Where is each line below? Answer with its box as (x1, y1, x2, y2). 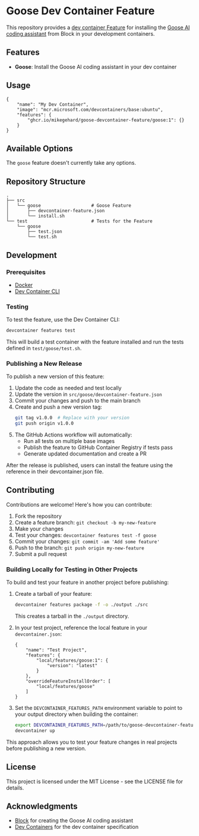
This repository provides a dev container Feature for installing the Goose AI (6, 24, 190, 31)
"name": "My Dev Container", (17, 101, 89, 108)
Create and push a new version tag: (14, 403, 102, 411)
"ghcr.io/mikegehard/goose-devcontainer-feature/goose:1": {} (27, 117, 185, 123)
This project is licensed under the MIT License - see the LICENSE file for (6, 778, 183, 785)
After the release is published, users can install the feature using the (6, 462, 173, 469)
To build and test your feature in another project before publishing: (6, 579, 169, 586)
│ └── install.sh (6, 213, 65, 219)
